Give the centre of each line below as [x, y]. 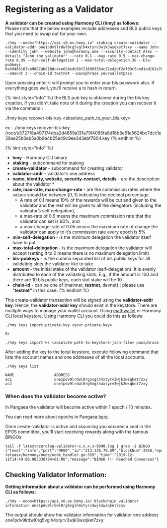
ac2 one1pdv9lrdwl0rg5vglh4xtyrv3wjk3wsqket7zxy [77, 384]
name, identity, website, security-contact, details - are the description [86, 179]
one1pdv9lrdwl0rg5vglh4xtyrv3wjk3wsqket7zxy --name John [99, 47]
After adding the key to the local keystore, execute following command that [82, 352]
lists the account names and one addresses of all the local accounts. [75, 357]
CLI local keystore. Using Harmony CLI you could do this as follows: [75, 316]
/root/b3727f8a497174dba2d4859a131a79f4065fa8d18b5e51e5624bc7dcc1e [83, 133]
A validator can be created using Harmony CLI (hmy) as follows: [73, 23]
